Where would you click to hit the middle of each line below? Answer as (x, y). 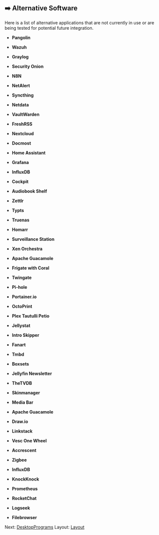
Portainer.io (24, 297)
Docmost (21, 143)
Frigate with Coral (31, 268)
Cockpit (20, 181)
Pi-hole (20, 287)
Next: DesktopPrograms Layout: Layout (45, 527)
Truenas (20, 220)
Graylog (20, 56)
